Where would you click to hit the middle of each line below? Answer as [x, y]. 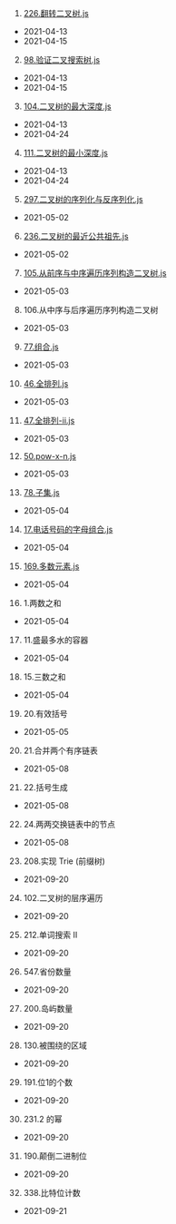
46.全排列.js [46, 383]
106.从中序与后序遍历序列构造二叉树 [91, 310]
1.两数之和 [42, 603]
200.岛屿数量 [48, 1009]
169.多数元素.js [51, 566]
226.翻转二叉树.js [56, 13]
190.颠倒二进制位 [55, 1156]
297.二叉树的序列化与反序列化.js [83, 199]
